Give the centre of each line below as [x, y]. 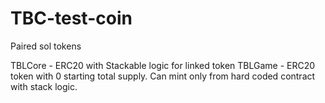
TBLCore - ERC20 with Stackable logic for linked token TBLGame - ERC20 [163, 65]
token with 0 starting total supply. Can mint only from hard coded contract [163, 76]
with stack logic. [44, 86]
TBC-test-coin [71, 18]
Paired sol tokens [46, 46]
